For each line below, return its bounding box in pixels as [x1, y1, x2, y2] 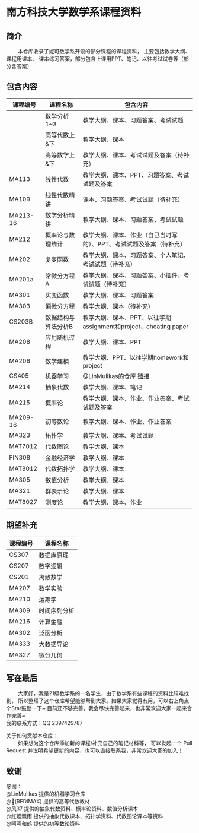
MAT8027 [9, 498, 37, 506]
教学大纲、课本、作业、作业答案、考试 [82, 394, 190, 403]
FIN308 [9, 453, 31, 461]
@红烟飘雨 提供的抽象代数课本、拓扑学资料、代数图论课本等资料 [6, 813, 163, 820]
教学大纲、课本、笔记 [82, 383, 142, 391]
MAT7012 [9, 442, 37, 450]
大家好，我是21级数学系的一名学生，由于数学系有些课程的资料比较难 [17, 690, 184, 697]
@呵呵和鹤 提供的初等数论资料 [6, 820, 81, 827]
